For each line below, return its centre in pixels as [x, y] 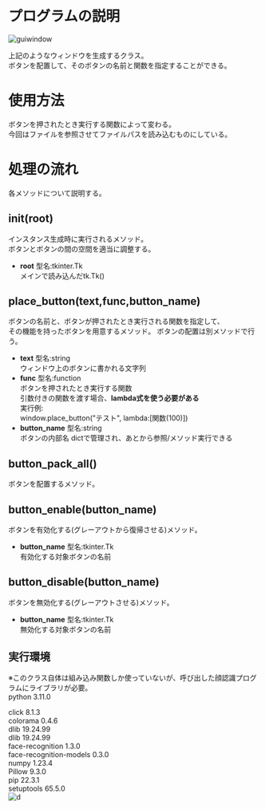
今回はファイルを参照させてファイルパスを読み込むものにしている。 [120, 134]
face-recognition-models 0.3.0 [59, 754]
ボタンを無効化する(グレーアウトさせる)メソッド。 [91, 602]
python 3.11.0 [30, 697]
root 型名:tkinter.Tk [51, 266]
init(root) [31, 219]
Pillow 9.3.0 [27, 772]
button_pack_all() [53, 464]
